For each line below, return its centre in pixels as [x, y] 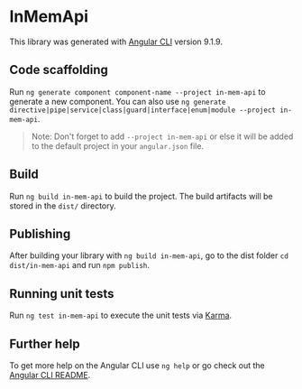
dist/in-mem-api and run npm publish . [80, 265]
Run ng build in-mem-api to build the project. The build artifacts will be [141, 196]
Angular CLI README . [50, 375]
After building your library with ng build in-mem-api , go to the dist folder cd [149, 255]
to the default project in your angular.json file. [118, 145]
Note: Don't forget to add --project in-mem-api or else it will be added [162, 136]
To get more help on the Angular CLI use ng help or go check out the [137, 366]
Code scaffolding [59, 70]
